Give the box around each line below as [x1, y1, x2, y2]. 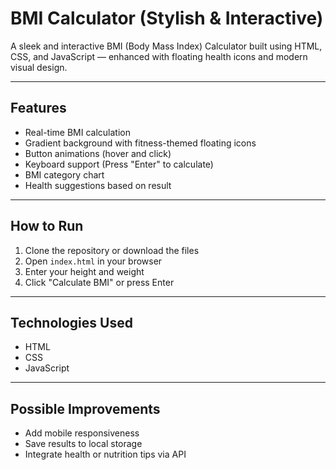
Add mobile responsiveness [24, 427, 140, 439]
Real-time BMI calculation [24, 126, 131, 138]
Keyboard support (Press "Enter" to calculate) [24, 158, 214, 170]
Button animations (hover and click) [24, 147, 172, 159]
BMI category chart [24, 168, 105, 181]
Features [10, 100, 67, 117]
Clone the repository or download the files [24, 244, 200, 256]
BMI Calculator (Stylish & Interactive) [10, 7, 324, 30]
